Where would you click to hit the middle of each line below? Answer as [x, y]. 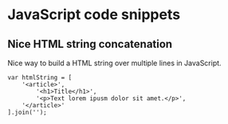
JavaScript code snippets [94, 15]
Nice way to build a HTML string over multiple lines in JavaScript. [114, 63]
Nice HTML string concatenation [90, 44]
